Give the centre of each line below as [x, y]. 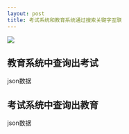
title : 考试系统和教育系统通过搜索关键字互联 [65, 20]
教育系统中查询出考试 [53, 63]
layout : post [26, 14]
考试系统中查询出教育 [53, 105]
